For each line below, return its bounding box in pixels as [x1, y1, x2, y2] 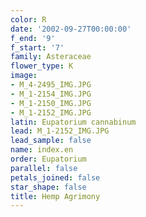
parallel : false [10, 163, 78, 173]
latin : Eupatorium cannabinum [10, 117, 137, 127]
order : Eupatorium [10, 154, 87, 164]
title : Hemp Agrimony [10, 191, 101, 201]
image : [10, 71, 38, 81]
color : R [10, 14, 47, 25]
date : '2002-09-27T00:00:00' [10, 24, 132, 34]
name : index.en [10, 145, 74, 155]
